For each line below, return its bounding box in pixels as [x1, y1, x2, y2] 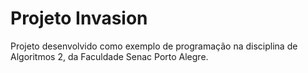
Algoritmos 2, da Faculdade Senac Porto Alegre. [10, 50, 209, 62]
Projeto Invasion [10, 7, 148, 30]
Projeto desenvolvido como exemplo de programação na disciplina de [10, 40, 298, 52]
